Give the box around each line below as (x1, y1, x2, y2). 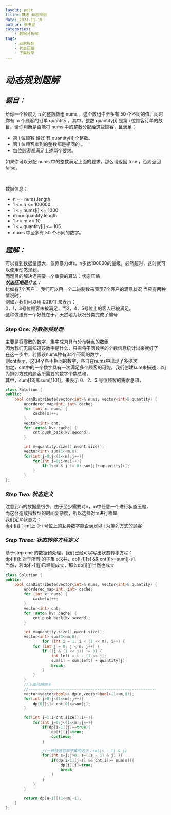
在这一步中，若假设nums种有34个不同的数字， (5, 351, 104, 357)
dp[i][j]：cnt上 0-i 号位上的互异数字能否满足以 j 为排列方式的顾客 (5, 522, 142, 529)
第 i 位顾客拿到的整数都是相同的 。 (12, 141, 86, 147)
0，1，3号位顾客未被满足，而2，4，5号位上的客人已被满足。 (5, 305, 134, 311)
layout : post (5, 7, 33, 13)
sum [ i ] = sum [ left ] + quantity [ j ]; (51, 658, 127, 663)
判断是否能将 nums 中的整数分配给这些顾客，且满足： (23, 124, 137, 130)
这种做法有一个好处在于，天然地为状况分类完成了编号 (5, 312, 118, 318)
